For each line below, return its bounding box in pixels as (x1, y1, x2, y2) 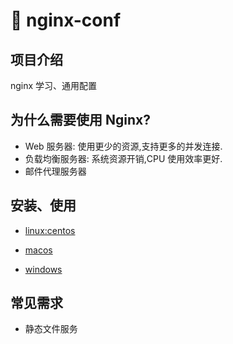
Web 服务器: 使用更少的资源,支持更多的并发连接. (24, 140, 223, 152)
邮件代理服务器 (24, 165, 87, 177)
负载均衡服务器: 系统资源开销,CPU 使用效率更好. (24, 152, 223, 164)
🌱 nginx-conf (10, 9, 122, 32)
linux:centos (24, 224, 76, 236)
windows (24, 263, 63, 275)
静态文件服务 (24, 323, 78, 335)
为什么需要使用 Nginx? (10, 112, 151, 129)
